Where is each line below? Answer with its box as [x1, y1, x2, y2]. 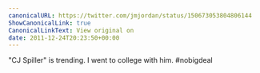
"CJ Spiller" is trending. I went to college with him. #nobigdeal [8, 56, 214, 65]
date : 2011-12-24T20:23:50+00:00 [8, 33, 120, 42]
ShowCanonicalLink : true [8, 19, 91, 27]
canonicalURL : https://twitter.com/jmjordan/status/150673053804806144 [8, 11, 252, 20]
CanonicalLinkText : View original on [8, 26, 134, 34]
